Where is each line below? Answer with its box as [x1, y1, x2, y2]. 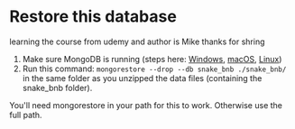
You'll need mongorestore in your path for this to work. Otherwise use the [9, 99, 282, 110]
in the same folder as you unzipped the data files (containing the [22, 72, 263, 83]
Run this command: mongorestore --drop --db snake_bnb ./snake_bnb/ [22, 63, 287, 74]
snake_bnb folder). [22, 82, 93, 93]
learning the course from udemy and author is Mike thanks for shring [9, 36, 265, 47]
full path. [9, 109, 42, 120]
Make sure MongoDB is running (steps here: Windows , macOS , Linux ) [22, 53, 282, 64]
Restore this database [9, 6, 178, 27]
